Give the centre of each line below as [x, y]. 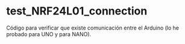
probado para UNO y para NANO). [49, 34]
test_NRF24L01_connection [77, 11]
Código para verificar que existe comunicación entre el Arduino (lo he [93, 28]
